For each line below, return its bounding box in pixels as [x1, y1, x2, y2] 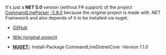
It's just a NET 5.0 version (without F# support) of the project [5, 4, 132, 10]
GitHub [12, 24, 28, 30]
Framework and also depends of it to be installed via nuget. [5, 15, 129, 20]
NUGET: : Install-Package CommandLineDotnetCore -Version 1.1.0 [12, 44, 149, 49]
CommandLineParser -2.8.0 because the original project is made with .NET [5, 9, 161, 15]
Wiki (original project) [12, 34, 58, 40]
